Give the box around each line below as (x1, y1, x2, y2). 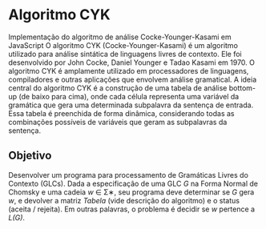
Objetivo (8, 149, 52, 163)
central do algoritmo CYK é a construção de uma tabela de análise (8, 82, 228, 93)
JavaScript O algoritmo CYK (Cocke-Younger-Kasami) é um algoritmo (8, 40, 239, 50)
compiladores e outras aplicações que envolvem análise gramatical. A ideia (8, 74, 257, 84)
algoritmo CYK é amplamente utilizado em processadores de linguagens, (8, 66, 249, 75)
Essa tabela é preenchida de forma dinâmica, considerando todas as (8, 108, 235, 118)
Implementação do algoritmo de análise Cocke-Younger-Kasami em (8, 32, 232, 42)
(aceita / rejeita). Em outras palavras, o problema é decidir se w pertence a (8, 204, 255, 214)
